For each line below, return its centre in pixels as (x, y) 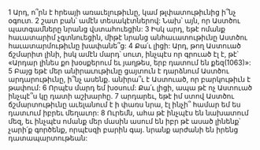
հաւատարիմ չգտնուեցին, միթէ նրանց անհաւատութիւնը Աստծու (128, 37)
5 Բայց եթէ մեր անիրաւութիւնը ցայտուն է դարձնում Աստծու (119, 71)
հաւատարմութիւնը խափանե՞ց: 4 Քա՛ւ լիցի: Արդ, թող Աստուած (125, 46)
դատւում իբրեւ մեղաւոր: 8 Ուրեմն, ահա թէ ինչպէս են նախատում (129, 113)
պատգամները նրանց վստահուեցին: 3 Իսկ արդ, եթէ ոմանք (117, 29)
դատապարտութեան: (48, 138)
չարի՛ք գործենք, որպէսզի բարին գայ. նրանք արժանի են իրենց (123, 129)
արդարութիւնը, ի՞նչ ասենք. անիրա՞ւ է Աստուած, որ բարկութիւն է (129, 79)
